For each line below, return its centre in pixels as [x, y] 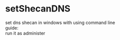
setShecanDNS [38, 9]
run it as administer [25, 33]
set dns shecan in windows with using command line [60, 22]
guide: [12, 27]
